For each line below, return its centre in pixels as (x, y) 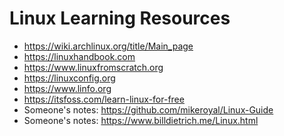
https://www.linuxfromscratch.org (93, 67)
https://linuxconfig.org (69, 78)
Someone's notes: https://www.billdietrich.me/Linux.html (141, 120)
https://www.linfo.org (67, 88)
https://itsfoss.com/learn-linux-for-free (104, 99)
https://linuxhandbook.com (79, 56)
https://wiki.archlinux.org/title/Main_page (108, 46)
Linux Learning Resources (120, 18)
